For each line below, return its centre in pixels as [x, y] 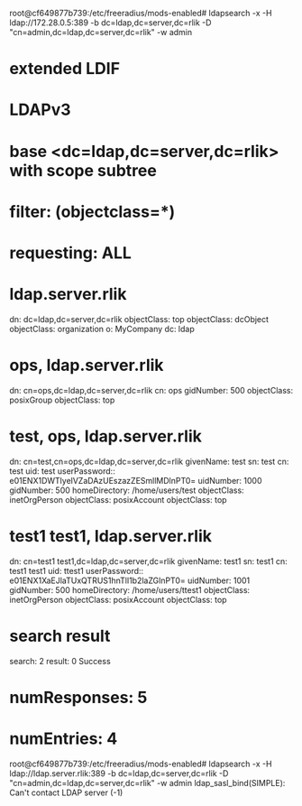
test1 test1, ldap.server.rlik [111, 536]
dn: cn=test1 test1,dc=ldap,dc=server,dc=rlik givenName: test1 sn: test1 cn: [149, 561]
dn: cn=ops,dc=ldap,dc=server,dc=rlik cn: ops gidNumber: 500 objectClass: [151, 390]
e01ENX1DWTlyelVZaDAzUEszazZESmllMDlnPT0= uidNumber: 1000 [136, 480]
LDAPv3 [40, 110]
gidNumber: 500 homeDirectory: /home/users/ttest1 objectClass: [130, 589]
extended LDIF [64, 69]
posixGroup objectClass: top [62, 400]
